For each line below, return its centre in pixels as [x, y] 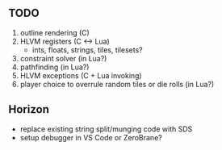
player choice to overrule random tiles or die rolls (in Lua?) [117, 84]
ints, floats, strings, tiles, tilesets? [87, 50]
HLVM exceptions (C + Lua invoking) [81, 75]
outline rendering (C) [55, 32]
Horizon [29, 109]
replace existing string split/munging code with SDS [106, 129]
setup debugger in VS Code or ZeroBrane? [91, 137]
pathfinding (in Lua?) [54, 67]
